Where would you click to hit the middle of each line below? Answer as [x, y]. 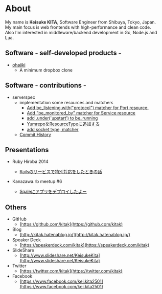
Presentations [27, 150]
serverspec [23, 97]
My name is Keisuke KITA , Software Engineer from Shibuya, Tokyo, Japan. [81, 22]
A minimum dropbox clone [46, 70]
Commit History [35, 135]
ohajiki [19, 65]
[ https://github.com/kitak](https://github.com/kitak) [71, 224]
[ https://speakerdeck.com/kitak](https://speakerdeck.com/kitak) [84, 245]
